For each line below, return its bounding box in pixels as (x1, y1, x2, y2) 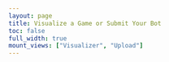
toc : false (8, 27, 45, 35)
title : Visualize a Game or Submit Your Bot (8, 19, 162, 27)
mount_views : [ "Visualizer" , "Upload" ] (8, 42, 144, 50)
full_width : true (8, 34, 67, 43)
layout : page (8, 11, 53, 20)
